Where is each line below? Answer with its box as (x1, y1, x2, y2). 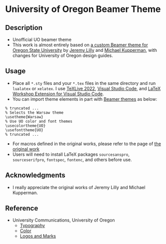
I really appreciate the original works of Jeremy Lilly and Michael (12, 184, 146, 190)
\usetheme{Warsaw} (5, 114, 43, 119)
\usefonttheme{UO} (5, 127, 43, 133)
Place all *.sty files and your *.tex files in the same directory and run (12, 80, 156, 86)
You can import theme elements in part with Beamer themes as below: (12, 96, 157, 102)
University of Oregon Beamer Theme (5, 3, 161, 15)
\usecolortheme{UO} (5, 123, 46, 128)
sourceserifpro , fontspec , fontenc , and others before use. (12, 156, 132, 163)
